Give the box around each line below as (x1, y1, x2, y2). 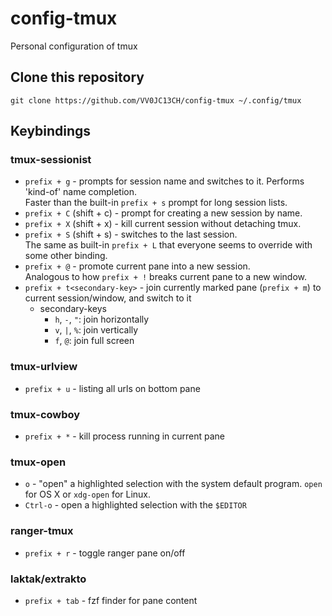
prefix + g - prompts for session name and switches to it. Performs (24, 175, 305, 187)
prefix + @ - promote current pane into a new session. (24, 260, 251, 272)
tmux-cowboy (10, 407, 81, 421)
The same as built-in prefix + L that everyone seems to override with (24, 239, 313, 251)
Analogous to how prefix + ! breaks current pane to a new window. (24, 271, 308, 283)
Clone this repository (10, 69, 145, 86)
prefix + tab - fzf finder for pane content (24, 594, 198, 606)
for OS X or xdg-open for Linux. (24, 488, 152, 501)
